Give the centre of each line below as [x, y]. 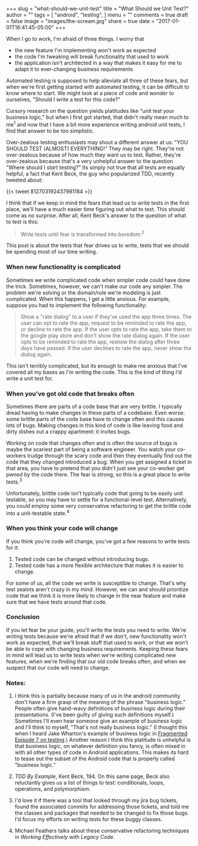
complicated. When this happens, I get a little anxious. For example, [88, 299]
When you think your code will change [62, 529]
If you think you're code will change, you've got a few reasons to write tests [98, 541]
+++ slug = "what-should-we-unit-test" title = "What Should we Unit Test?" [98, 9]
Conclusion [23, 617]
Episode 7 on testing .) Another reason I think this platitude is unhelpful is [103, 740]
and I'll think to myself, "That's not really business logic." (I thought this [101, 727]
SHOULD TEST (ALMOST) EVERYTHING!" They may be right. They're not [95, 148]
